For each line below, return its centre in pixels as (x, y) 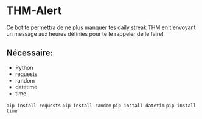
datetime (26, 87)
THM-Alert (34, 11)
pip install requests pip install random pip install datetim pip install (101, 106)
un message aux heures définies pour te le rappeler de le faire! (85, 33)
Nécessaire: (30, 53)
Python (24, 67)
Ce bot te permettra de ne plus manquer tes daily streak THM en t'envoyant (101, 27)
